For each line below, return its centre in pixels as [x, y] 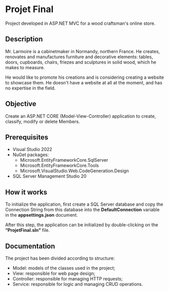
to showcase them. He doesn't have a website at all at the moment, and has [84, 82]
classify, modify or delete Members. [43, 121]
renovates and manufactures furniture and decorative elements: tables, [79, 57]
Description [24, 39]
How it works [26, 192]
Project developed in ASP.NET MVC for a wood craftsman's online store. [80, 23]
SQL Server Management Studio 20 [49, 176]
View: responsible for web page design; [54, 273]
